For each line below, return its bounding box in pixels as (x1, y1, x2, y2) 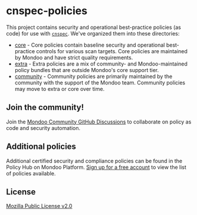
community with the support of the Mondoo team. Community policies (14, 79, 186, 86)
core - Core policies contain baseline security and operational (14, 41, 165, 48)
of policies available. (6, 170, 56, 177)
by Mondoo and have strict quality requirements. (14, 54, 133, 61)
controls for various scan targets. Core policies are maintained (36, 47, 188, 54)
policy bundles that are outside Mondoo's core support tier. (14, 66, 159, 73)
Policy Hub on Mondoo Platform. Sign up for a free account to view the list (6, 164, 187, 171)
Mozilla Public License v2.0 (6, 203, 73, 210)
